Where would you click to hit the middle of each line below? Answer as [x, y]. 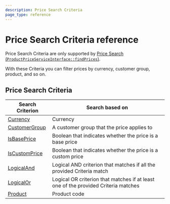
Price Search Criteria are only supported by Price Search [65, 54]
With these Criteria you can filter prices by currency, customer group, [78, 69]
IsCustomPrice [25, 153]
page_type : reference [28, 15]
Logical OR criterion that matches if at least [103, 179]
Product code [68, 194]
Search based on [107, 108]
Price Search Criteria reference [72, 40]
